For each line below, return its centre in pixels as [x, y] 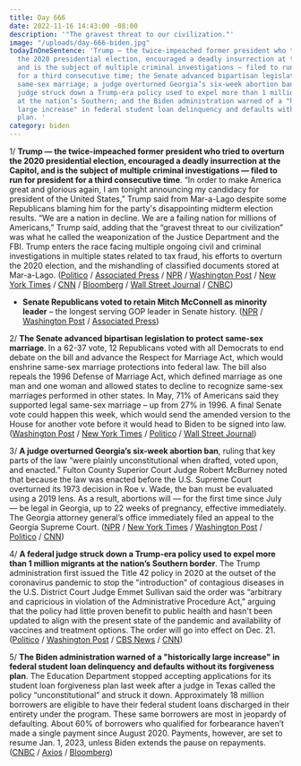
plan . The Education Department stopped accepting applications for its [140, 676]
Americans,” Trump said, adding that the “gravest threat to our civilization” [146, 228]
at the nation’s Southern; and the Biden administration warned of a [150, 101]
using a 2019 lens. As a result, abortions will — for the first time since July [146, 499]
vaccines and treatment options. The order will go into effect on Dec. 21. [142, 630]
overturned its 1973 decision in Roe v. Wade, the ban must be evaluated [141, 489]
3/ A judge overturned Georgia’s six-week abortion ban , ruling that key [142, 451]
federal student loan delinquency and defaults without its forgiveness [142, 667]
